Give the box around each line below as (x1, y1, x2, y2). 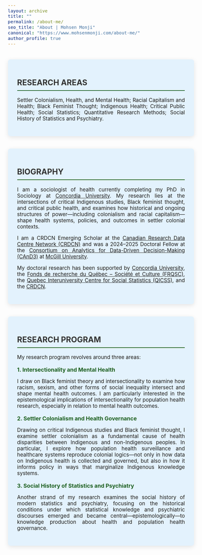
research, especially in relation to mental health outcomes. (17, 402, 160, 409)
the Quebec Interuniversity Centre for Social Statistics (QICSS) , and (17, 277, 185, 283)
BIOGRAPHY (17, 167, 64, 177)
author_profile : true (7, 36, 61, 41)
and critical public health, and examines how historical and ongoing (17, 205, 185, 212)
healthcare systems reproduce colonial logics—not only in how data (17, 451, 185, 458)
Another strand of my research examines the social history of (17, 494, 185, 501)
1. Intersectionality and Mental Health (17, 366, 115, 373)
